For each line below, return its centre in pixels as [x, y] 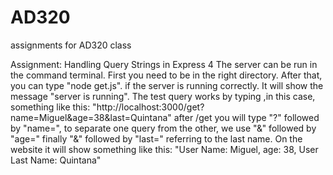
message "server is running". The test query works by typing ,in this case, [163, 96]
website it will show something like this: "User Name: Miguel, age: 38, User [164, 149]
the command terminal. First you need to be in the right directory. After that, [166, 75]
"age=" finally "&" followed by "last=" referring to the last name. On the [156, 138]
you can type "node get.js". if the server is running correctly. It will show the [167, 85]
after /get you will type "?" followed [246, 117]
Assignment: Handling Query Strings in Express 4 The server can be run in [164, 64]
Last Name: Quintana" [56, 160]
